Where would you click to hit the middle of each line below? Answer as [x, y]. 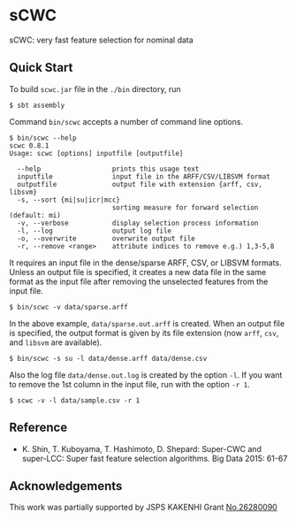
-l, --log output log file [95, 231]
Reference [38, 428]
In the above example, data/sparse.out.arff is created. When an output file [147, 323]
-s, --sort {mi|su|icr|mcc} [69, 200]
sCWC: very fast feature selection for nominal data [102, 40]
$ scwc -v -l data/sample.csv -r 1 [75, 400]
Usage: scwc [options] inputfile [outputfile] [96, 153]
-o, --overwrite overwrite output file [106, 238]
